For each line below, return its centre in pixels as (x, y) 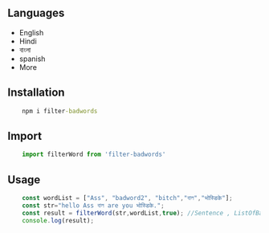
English (31, 32)
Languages (36, 13)
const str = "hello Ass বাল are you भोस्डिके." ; (94, 205)
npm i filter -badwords (60, 111)
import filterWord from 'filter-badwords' (94, 155)
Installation (36, 93)
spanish (32, 59)
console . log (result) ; (58, 220)
